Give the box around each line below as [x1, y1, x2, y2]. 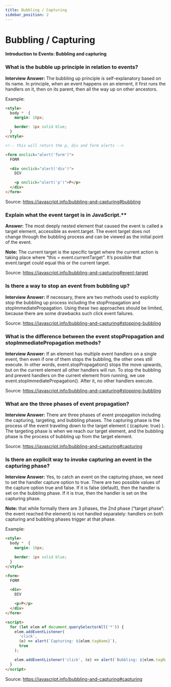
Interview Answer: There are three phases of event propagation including [5, 412, 161, 418]
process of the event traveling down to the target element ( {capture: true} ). [5, 423, 165, 429]
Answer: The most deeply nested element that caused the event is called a [5, 223, 163, 229]
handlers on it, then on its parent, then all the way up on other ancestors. [5, 86, 158, 92]
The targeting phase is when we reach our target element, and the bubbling [5, 428, 164, 434]
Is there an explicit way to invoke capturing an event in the [5, 456, 152, 463]
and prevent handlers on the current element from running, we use [5, 372, 145, 378]
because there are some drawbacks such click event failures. [5, 310, 134, 316]
